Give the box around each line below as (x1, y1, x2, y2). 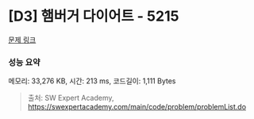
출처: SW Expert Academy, (27, 93, 114, 103)
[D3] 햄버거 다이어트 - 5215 (8, 7, 179, 25)
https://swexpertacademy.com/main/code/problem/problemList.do (27, 102, 247, 112)
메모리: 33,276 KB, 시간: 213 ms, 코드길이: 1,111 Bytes (8, 76, 176, 86)
